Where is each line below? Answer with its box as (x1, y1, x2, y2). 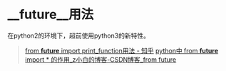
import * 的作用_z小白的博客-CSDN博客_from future (24, 55, 177, 64)
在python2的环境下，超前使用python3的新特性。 (7, 31, 150, 40)
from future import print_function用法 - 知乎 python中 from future (24, 46, 219, 55)
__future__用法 (7, 6, 94, 23)
